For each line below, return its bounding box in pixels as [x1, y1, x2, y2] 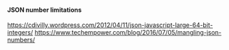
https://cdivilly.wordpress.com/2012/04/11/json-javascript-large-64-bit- [7, 21, 213, 29]
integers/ [7, 28, 34, 37]
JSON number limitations [7, 6, 82, 14]
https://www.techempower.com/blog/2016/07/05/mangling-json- [34, 28, 222, 37]
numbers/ [7, 35, 36, 44]
